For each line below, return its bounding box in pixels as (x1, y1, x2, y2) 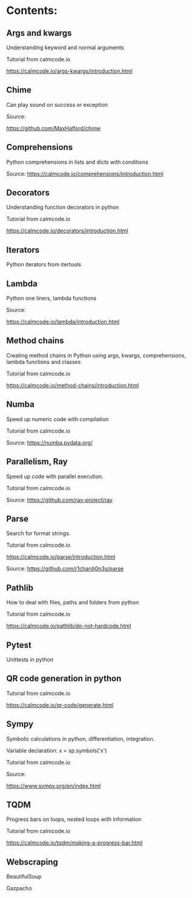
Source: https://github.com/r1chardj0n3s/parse (6, 565, 124, 572)
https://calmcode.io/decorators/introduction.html (6, 227, 128, 234)
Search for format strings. (6, 530, 71, 537)
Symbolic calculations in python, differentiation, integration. (6, 735, 155, 742)
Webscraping (6, 857, 59, 867)
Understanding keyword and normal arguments (6, 44, 124, 51)
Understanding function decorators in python (6, 204, 119, 211)
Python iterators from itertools (6, 261, 82, 268)
